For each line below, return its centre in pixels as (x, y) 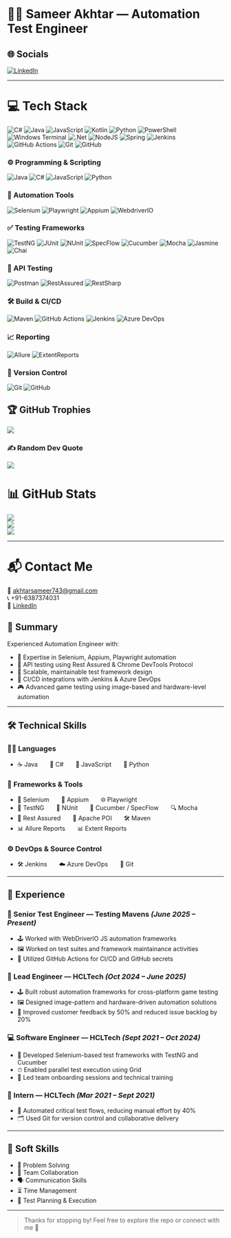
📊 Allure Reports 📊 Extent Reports (72, 828)
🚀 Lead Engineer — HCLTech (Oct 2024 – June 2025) (97, 976)
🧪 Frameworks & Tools (45, 785)
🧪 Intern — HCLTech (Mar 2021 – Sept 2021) (81, 1096)
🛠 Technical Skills (47, 726)
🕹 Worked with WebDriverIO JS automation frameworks (97, 938)
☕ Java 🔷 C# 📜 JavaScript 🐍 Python (83, 764)
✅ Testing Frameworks (46, 228)
